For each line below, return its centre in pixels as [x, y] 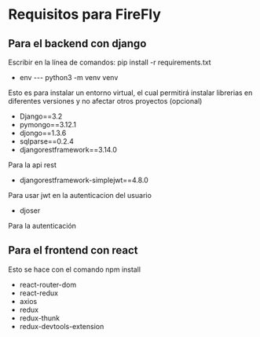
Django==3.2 [41, 116]
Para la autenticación [42, 226]
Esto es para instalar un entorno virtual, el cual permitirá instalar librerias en [130, 93]
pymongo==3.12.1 [48, 125]
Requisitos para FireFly [84, 15]
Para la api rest [32, 165]
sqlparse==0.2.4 [47, 141]
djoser [30, 211]
